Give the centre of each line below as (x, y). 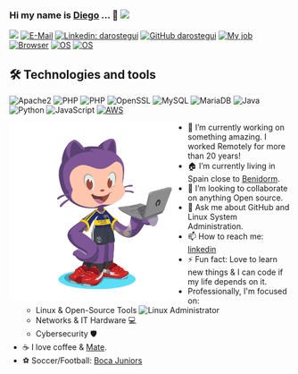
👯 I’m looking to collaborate (238, 189)
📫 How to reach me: (226, 236)
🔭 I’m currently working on (236, 127)
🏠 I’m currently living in (232, 166)
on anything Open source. (236, 198)
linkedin (202, 250)
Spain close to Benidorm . (234, 179)
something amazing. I (227, 137)
